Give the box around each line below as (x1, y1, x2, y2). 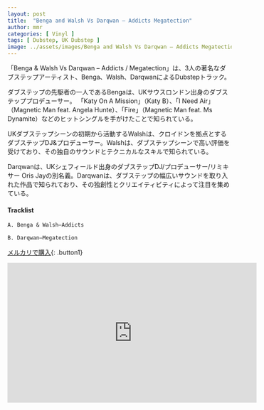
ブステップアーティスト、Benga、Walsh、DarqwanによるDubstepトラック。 (7, 72, 231, 81)
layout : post (7, 10, 46, 18)
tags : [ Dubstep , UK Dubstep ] (7, 37, 100, 44)
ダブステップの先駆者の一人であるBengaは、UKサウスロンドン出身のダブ (7, 88, 222, 96)
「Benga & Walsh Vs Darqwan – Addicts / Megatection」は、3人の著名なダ (7, 64, 226, 72)
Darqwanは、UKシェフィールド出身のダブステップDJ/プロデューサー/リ (7, 163, 217, 171)
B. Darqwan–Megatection (7, 234, 78, 242)
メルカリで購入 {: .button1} (7, 248, 83, 257)
